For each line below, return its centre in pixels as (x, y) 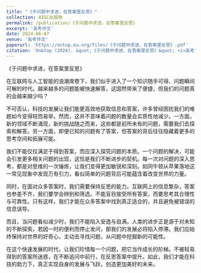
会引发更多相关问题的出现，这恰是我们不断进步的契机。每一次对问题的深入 (98, 158)
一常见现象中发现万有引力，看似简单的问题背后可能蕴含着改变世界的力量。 (98, 173)
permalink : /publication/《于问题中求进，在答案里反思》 (72, 23)
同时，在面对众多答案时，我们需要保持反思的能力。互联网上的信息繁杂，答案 (100, 186)
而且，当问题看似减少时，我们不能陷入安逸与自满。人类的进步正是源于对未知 (100, 221)
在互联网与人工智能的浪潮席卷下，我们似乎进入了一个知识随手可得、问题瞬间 (100, 81)
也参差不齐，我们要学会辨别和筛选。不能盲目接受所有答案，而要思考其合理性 (100, 194)
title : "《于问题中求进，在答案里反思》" (52, 12)
